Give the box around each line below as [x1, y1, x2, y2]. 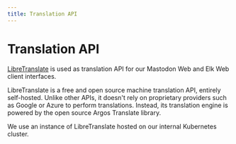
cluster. [7, 129, 30, 138]
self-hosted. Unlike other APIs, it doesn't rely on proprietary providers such [7, 93, 227, 101]
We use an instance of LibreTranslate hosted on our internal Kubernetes [7, 122, 218, 131]
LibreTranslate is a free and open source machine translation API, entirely [7, 86, 221, 94]
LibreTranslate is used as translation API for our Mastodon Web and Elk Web [7, 65, 230, 73]
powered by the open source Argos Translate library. [7, 108, 162, 117]
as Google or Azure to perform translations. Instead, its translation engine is [7, 101, 228, 109]
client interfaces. [7, 72, 57, 80]
